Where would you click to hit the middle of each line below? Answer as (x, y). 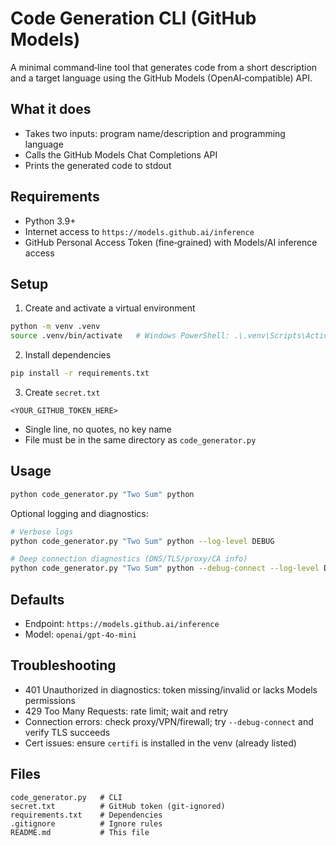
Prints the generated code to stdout (98, 165)
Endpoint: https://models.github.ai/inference (122, 623)
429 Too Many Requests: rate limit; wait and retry (126, 711)
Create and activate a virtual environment (110, 308)
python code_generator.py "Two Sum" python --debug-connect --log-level (165, 568)
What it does (51, 109)
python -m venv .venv (55, 327)
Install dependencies (68, 355)
